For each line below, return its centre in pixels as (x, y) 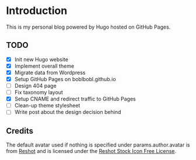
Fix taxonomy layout (38, 92)
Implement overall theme (44, 66)
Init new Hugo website (41, 59)
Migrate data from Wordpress (50, 72)
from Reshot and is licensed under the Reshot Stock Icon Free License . (91, 151)
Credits (20, 131)
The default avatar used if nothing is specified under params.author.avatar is (98, 145)
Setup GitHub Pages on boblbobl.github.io (65, 79)
